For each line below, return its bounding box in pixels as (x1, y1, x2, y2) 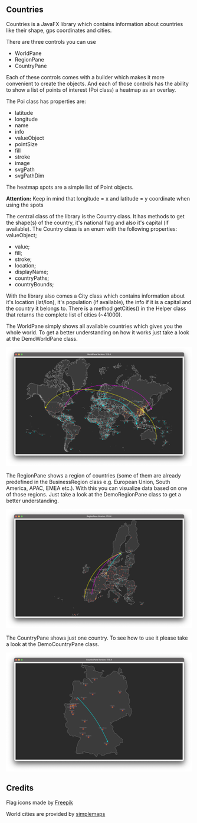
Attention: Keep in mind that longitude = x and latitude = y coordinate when (6, 195, 191, 202)
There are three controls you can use (6, 38, 96, 45)
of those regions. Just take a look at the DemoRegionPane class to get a (6, 491, 182, 498)
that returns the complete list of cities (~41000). (6, 311, 123, 318)
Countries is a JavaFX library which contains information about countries (6, 20, 183, 27)
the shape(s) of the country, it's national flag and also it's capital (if (6, 219, 169, 226)
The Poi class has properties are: (6, 98, 87, 105)
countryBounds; (14, 280, 54, 288)
